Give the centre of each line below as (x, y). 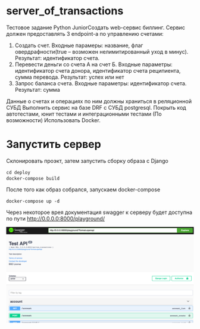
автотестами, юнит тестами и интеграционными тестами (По (84, 114)
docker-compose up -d (33, 201)
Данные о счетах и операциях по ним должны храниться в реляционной (99, 101)
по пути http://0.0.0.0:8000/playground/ (56, 218)
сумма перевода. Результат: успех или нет (69, 77)
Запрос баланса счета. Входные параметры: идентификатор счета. (101, 83)
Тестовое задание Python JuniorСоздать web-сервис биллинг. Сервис (96, 27)
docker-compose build (33, 178)
